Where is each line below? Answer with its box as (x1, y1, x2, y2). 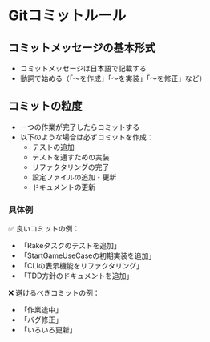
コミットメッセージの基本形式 (8, 41, 156, 54)
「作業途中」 (19, 305, 63, 315)
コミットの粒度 (8, 99, 83, 113)
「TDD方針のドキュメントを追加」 (19, 271, 134, 280)
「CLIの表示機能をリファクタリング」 (19, 261, 144, 271)
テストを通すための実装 (31, 152, 110, 162)
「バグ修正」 (19, 315, 63, 324)
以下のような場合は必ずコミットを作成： (19, 132, 154, 142)
